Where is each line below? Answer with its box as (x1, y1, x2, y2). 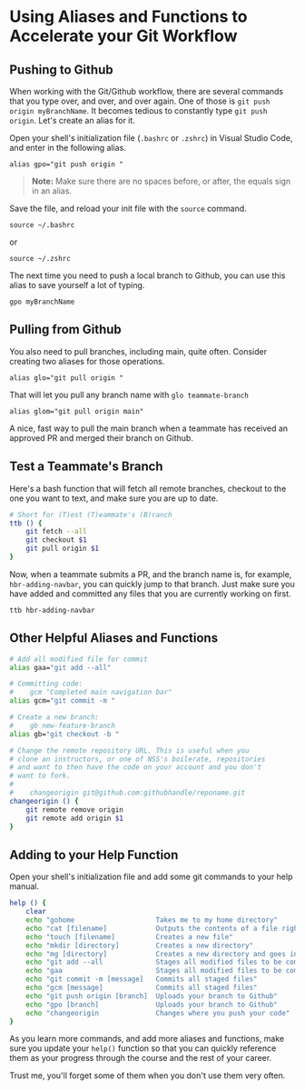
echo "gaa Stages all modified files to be (25, 966, 282, 975)
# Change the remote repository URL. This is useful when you (9, 745, 250, 755)
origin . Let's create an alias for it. (9, 115, 136, 125)
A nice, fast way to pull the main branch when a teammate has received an (9, 423, 289, 434)
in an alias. (31, 185, 73, 196)
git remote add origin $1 (25, 814, 124, 823)
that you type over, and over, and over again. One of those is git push (9, 95, 271, 106)
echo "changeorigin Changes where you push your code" (25, 1008, 290, 1017)
